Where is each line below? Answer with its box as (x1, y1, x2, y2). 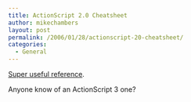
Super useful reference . (8, 70, 85, 78)
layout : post (8, 26, 51, 34)
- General (15, 48, 47, 56)
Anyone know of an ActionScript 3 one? (8, 85, 136, 94)
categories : (8, 41, 47, 49)
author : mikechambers (8, 19, 79, 27)
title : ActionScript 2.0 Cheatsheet (8, 11, 128, 20)
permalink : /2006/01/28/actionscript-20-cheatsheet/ (8, 33, 184, 42)
